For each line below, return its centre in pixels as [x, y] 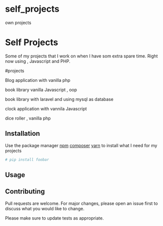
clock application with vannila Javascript [46, 108]
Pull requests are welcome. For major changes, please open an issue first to [81, 203]
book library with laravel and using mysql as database [59, 99]
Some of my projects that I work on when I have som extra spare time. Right [81, 56]
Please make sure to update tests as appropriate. [55, 218]
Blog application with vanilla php [38, 80]
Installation [23, 134]
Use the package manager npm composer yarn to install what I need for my [81, 145]
